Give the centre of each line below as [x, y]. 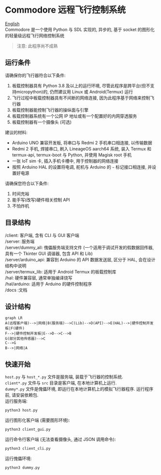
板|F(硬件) [15, 328]
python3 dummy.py [22, 467]
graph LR [14, 318]
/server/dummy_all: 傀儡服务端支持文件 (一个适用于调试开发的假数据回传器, [79, 247]
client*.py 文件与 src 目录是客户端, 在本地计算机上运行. [61, 383]
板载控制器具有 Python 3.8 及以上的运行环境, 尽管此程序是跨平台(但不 [81, 85]
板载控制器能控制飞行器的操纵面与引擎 [50, 110]
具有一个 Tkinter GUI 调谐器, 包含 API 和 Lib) [49, 254]
